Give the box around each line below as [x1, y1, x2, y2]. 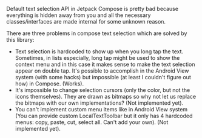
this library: [6, 36, 35, 43]
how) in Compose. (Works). [15, 80, 84, 87]
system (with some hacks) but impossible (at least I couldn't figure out [15, 74, 191, 80]
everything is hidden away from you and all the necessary [6, 11, 151, 19]
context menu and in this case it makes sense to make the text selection [15, 61, 195, 68]
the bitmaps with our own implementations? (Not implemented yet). [15, 99, 184, 107]
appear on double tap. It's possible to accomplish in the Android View [15, 67, 189, 74]
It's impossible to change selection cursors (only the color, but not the [15, 87, 190, 93]
